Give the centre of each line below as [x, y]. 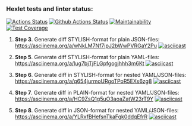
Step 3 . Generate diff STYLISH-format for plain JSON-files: [87, 40]
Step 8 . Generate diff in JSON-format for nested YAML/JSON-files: [97, 111]
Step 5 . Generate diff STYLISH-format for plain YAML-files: [87, 57]
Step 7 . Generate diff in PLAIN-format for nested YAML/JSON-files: [97, 93]
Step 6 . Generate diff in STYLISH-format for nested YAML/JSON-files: [100, 75]
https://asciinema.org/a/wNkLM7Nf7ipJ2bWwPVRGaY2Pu [86, 46]
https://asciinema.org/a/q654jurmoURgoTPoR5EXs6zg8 [83, 81]
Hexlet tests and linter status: [50, 9]
